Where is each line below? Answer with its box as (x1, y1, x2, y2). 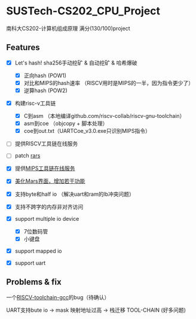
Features (6, 42, 40, 53)
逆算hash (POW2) (23, 87, 68, 94)
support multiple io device (14, 215, 79, 222)
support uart (14, 259, 46, 266)
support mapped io (14, 247, 62, 254)
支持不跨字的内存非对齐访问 (14, 203, 84, 210)
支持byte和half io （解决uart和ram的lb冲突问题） (14, 190, 134, 198)
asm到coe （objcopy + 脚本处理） (23, 120, 108, 127)
